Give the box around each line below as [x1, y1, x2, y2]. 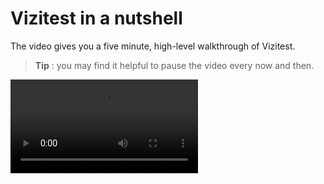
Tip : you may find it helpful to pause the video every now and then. [34, 59, 315, 71]
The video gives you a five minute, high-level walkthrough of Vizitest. [10, 40, 296, 52]
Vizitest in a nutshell [10, 7, 183, 30]
